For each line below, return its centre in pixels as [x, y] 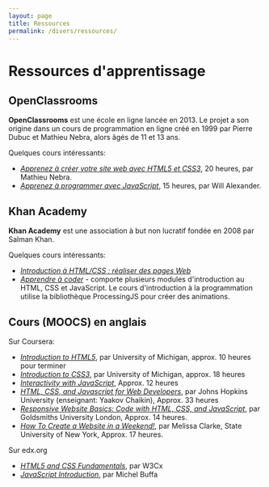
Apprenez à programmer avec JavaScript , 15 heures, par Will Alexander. [141, 186]
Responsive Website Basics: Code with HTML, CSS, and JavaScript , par [140, 409]
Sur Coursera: [32, 341]
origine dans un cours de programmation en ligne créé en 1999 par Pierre [130, 129]
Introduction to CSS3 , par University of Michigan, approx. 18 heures [132, 374]
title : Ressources [39, 23]
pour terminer [43, 366]
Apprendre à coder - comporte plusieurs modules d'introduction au [132, 279]
